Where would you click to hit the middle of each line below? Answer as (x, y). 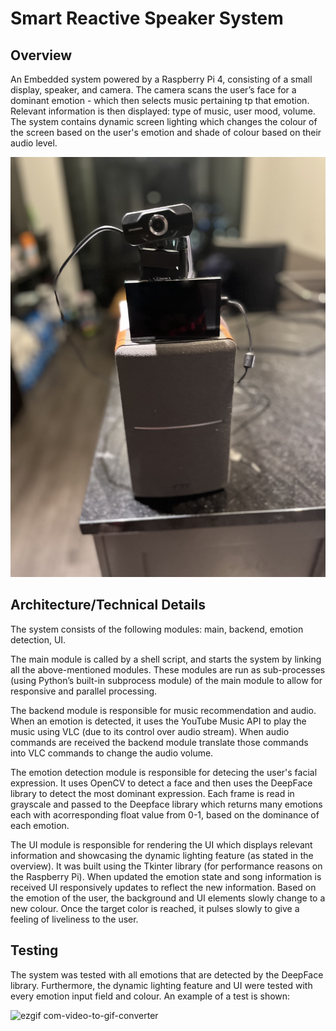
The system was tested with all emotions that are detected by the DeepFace (167, 974)
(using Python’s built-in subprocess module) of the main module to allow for (166, 680)
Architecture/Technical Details (108, 605)
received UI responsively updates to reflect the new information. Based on (163, 887)
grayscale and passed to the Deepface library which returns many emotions (166, 804)
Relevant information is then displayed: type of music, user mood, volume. (163, 111)
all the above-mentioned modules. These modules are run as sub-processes (168, 669)
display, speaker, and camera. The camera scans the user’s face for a (153, 90)
